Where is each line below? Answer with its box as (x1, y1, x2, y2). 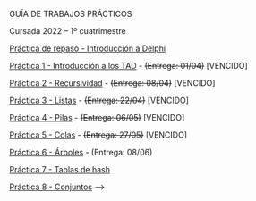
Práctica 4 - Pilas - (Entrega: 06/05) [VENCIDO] (9, 113, 185, 122)
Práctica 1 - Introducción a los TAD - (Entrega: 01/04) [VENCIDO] (9, 61, 248, 71)
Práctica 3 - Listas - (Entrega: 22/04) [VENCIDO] (9, 95, 190, 105)
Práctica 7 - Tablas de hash (9, 164, 110, 174)
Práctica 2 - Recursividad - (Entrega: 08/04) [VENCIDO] (9, 78, 216, 88)
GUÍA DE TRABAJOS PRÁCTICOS (9, 9, 132, 19)
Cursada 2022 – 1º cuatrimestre (9, 26, 127, 36)
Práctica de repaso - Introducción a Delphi (9, 43, 166, 54)
